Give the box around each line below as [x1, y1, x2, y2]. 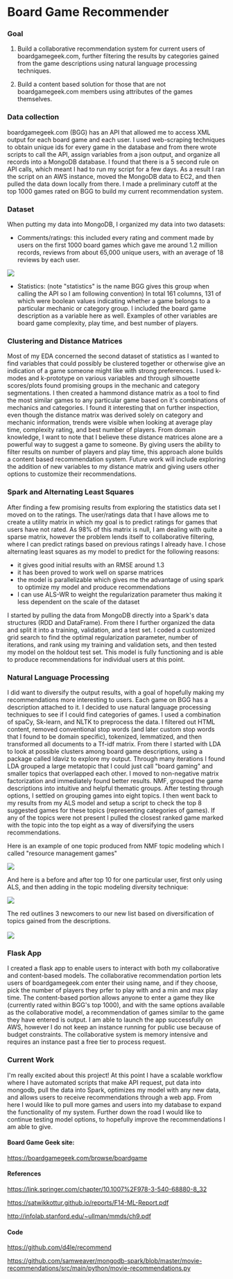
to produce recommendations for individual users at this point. [7, 655, 185, 663]
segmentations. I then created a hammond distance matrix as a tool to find [7, 389, 220, 397]
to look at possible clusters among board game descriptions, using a [7, 747, 203, 755]
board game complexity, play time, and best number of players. [17, 319, 199, 327]
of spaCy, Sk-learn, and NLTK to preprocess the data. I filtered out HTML [7, 717, 216, 726]
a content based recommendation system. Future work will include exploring [7, 455, 226, 463]
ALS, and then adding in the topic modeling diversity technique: [7, 882, 189, 891]
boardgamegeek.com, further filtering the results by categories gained [17, 52, 220, 60]
